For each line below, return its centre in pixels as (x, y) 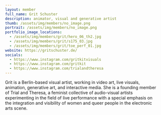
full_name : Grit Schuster (31, 14)
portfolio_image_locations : (34, 32)
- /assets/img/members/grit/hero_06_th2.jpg (55, 37)
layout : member (20, 10)
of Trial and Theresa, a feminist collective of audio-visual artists (69, 93)
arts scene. (16, 108)
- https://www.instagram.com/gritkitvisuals (55, 59)
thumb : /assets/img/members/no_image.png (48, 23)
